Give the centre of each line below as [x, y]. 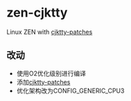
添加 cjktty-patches [43, 82]
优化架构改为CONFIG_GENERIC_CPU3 [70, 91]
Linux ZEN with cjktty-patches [50, 32]
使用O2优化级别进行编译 [51, 73]
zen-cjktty [37, 13]
